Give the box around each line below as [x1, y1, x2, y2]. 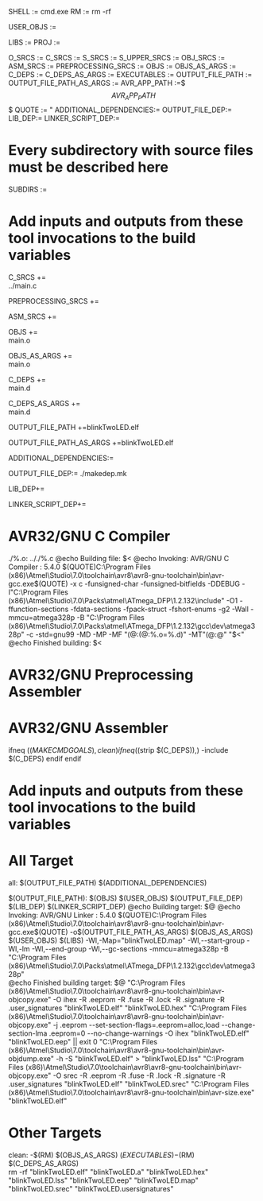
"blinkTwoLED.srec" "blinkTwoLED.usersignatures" [8, 1184, 174, 1193]
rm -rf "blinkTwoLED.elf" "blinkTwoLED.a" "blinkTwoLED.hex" [8, 1167, 209, 1176]
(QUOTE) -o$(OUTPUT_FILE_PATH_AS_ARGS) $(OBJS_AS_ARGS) [38, 927, 253, 936]
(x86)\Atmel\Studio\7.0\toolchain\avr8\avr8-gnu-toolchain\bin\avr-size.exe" [8, 1087, 255, 1097]
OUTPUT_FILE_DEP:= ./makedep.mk [8, 468, 127, 478]
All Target [8, 852, 74, 870]
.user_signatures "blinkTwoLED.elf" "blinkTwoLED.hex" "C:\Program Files [8, 1003, 247, 1013]
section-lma [8, 1029, 48, 1038]
